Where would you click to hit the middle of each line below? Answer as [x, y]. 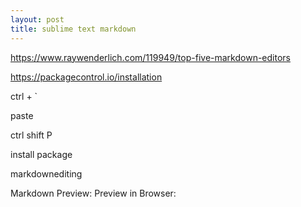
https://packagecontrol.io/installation [86, 77]
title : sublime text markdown [73, 29]
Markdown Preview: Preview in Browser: [93, 193]
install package [41, 154]
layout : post [37, 19]
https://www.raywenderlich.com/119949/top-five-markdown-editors [150, 57]
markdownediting [46, 173]
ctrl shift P [31, 135]
